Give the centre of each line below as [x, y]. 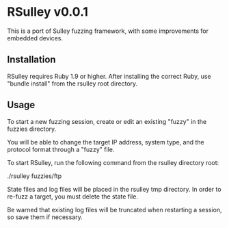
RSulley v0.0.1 [48, 12]
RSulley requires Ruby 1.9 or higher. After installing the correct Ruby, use [109, 76]
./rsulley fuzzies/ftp [35, 176]
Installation [31, 60]
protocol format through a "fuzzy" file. [61, 149]
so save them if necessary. [45, 217]
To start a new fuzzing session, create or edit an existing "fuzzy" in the [107, 121]
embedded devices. [35, 38]
